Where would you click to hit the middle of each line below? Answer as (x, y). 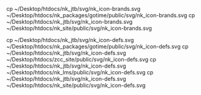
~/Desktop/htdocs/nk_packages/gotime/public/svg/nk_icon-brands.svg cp (100, 15)
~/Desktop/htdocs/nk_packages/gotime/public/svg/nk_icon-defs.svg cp (97, 46)
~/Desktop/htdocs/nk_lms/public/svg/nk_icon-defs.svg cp (80, 72)
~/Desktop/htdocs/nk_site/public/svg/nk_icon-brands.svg (79, 28)
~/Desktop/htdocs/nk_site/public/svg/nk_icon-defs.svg (76, 85)
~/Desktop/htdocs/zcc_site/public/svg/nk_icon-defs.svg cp (81, 59)
